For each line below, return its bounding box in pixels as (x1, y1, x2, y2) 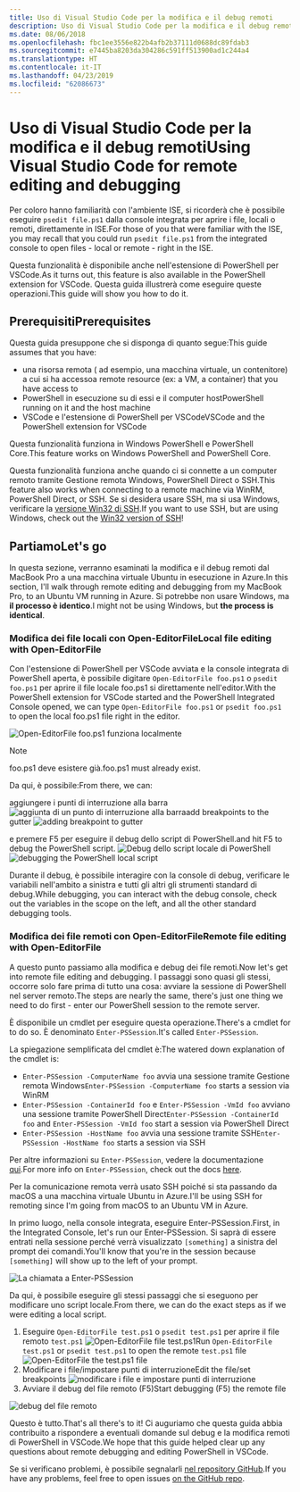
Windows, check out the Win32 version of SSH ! (9, 513, 185, 523)
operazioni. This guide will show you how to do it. (9, 288, 189, 299)
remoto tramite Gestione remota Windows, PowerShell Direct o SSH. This (9, 475, 275, 486)
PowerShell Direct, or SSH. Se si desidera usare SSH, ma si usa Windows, (9, 494, 280, 504)
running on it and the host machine (21, 403, 151, 413)
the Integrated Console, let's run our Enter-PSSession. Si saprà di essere (9, 1227, 277, 1238)
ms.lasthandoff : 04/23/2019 (9, 71, 114, 80)
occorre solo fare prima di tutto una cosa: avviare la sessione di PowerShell (9, 980, 287, 991)
